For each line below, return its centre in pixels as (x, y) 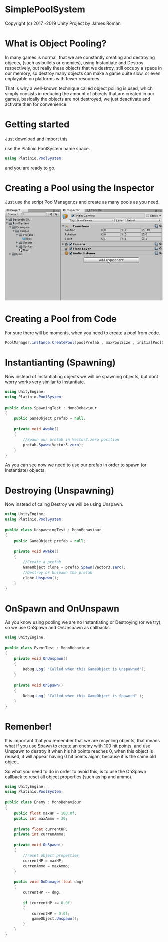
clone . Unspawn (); (41, 578)
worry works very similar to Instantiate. (45, 382)
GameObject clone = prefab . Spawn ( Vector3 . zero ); (75, 567)
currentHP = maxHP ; (43, 861)
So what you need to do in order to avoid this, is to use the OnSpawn (76, 771)
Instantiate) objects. (25, 470)
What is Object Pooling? (56, 43)
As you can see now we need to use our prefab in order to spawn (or (76, 465)
